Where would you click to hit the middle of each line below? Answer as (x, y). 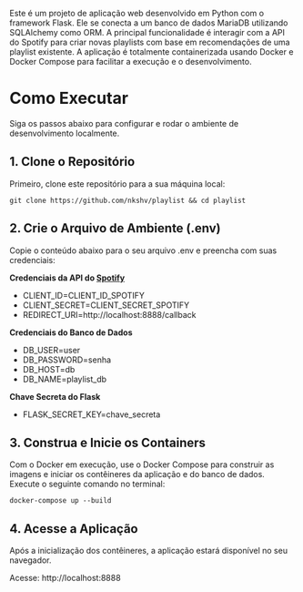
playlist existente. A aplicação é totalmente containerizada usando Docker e (151, 52)
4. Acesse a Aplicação (74, 529)
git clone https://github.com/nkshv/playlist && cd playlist (128, 200)
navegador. (30, 560)
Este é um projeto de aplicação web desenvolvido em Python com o (137, 13)
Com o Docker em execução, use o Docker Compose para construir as (142, 464)
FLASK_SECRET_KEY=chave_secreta (91, 414)
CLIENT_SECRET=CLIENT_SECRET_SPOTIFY (106, 305)
